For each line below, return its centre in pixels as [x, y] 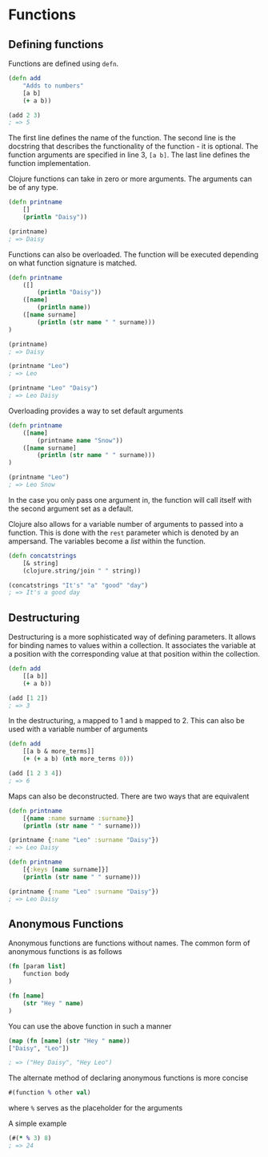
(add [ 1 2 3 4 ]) [35, 774]
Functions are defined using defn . [64, 63]
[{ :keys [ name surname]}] [66, 870]
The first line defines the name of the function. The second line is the [122, 138]
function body [46, 974]
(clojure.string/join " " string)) [82, 571]
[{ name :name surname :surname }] [78, 818]
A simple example [38, 1123]
